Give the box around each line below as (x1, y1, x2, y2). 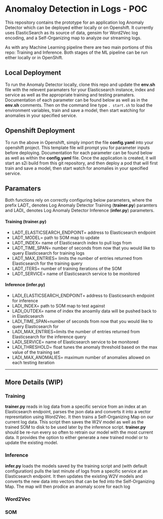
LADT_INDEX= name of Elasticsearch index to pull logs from (12, 240, 132, 245)
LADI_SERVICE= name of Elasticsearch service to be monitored (12, 339, 139, 345)
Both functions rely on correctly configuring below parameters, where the (5, 197, 152, 203)
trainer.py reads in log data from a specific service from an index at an (5, 404, 147, 409)
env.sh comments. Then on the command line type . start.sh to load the (5, 102, 153, 108)
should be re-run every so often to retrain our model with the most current (5, 429, 153, 435)
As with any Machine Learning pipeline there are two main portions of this (5, 44, 153, 50)
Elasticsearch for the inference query (12, 334, 86, 340)
